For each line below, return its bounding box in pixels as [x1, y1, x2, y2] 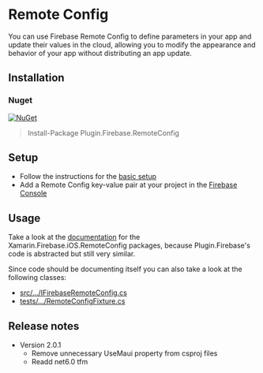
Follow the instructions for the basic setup [19, 172, 156, 181]
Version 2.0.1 [19, 341, 62, 350]
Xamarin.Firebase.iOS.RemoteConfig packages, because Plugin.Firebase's [8, 241, 251, 250]
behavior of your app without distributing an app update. [8, 48, 192, 58]
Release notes [8, 319, 80, 333]
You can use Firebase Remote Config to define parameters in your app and [8, 32, 252, 41]
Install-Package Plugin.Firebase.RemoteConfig [27, 128, 180, 137]
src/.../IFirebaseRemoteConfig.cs [19, 288, 128, 297]
